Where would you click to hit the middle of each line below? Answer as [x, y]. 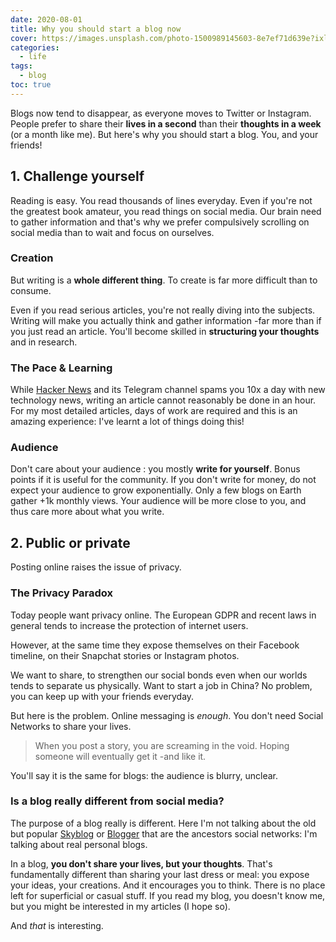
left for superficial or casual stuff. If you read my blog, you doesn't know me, [168, 895]
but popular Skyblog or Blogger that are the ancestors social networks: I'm [164, 833]
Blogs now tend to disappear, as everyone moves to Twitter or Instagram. [161, 113]
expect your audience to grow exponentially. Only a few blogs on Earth [156, 490]
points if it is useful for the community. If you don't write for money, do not [163, 480]
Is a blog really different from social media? [117, 801]
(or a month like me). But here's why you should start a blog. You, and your [164, 134]
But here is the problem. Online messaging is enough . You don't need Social [167, 715]
